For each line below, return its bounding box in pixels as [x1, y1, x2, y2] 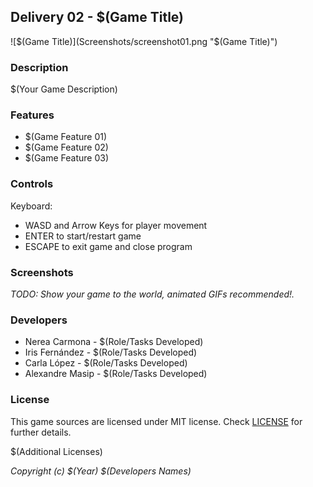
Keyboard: [10, 200, 53, 212]
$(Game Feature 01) [24, 131, 108, 143]
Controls [10, 177, 54, 191]
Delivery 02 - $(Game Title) [10, 9, 184, 26]
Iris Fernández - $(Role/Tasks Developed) [24, 346, 198, 359]
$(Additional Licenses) [10, 445, 103, 457]
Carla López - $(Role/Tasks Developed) [24, 357, 188, 369]
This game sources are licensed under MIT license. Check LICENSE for [10, 415, 303, 427]
